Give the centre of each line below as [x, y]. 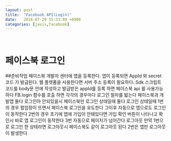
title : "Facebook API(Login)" [39, 15]
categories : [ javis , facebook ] [38, 24]
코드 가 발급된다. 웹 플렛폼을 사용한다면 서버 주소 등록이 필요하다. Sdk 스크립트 [83, 82]
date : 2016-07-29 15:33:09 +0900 [43, 19]
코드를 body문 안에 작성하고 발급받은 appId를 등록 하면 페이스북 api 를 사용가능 [84, 89]
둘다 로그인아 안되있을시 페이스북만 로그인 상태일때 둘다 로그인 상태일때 [86, 101]
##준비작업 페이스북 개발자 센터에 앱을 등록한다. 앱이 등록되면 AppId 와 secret [83, 76]
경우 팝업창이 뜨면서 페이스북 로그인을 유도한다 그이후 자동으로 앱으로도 [81, 108]
